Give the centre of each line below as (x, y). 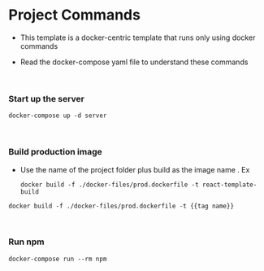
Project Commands (74, 15)
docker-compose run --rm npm (58, 259)
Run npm (26, 242)
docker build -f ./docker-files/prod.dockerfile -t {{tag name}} (121, 206)
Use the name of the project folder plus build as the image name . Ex (135, 169)
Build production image (56, 152)
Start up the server (47, 98)
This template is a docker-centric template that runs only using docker (138, 37)
